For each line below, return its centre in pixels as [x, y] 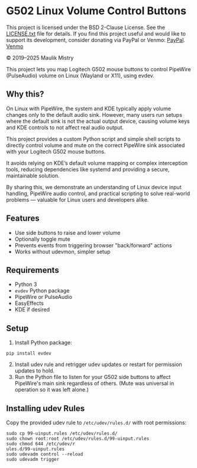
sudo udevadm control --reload [45, 454]
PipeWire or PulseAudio [43, 297]
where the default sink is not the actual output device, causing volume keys [98, 121]
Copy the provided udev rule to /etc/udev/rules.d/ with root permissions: [96, 423]
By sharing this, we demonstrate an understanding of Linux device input [94, 187]
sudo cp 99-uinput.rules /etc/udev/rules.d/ [62, 434]
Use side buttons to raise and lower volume [67, 233]
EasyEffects [29, 303]
